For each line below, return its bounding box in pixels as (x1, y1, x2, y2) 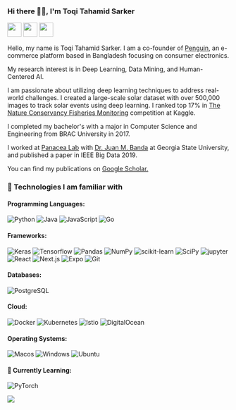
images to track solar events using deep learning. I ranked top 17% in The (7, 101, 221, 110)
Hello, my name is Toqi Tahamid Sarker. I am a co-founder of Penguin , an (7, 44, 220, 52)
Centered (7, 73, 35, 81)
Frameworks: (7, 232, 47, 240)
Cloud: (7, 302, 27, 311)
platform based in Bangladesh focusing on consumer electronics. (39, 51, 230, 60)
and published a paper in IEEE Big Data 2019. (7, 151, 137, 159)
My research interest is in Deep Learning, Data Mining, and (7, 65, 178, 73)
